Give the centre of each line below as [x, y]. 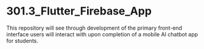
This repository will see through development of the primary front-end [94, 28]
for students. [22, 41]
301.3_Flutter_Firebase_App [79, 11]
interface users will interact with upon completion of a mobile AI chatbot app [102, 34]
